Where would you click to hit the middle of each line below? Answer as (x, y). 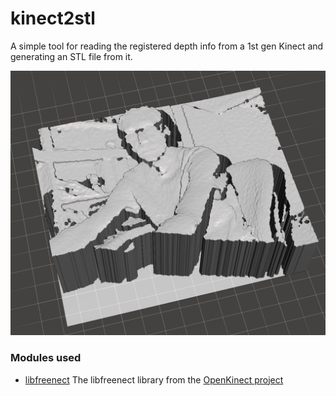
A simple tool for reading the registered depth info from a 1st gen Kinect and (167, 46)
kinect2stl (53, 18)
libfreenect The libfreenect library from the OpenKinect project (154, 379)
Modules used (46, 358)
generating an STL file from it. (71, 56)
